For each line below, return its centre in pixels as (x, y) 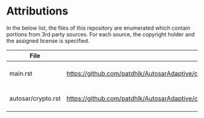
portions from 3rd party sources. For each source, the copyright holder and (101, 34)
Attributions (37, 11)
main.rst (21, 73)
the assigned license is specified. (48, 41)
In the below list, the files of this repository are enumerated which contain (98, 28)
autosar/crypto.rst (35, 98)
